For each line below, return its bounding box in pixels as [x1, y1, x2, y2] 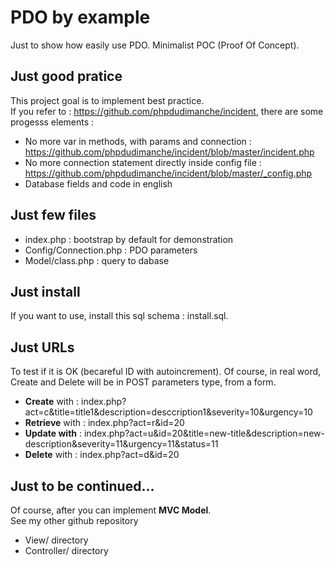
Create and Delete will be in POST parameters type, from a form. [10, 376, 277, 388]
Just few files [10, 207, 97, 224]
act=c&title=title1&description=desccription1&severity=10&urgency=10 [24, 406, 313, 418]
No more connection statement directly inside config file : [24, 156, 262, 168]
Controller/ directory [24, 545, 109, 556]
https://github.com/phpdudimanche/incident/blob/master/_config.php [24, 167, 313, 179]
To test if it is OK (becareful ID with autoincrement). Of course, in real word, [10, 366, 322, 378]
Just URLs [10, 339, 75, 356]
